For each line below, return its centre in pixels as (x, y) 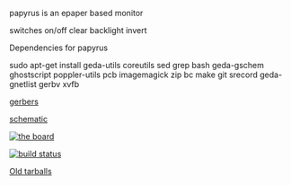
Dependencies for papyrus (59, 48)
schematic (28, 119)
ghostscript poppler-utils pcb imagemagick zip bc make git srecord (134, 75)
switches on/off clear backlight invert (78, 30)
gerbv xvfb (59, 84)
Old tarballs (31, 171)
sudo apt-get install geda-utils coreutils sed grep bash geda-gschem (137, 65)
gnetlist (23, 84)
